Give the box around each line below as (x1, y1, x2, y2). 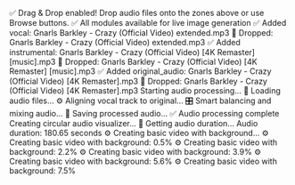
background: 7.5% (9, 165, 77, 176)
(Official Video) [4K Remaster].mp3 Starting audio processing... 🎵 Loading (9, 85, 281, 96)
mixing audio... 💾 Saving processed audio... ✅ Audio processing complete (9, 109, 280, 118)
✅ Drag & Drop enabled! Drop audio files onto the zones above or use (9, 8, 265, 18)
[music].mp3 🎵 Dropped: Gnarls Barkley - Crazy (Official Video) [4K (9, 57, 258, 67)
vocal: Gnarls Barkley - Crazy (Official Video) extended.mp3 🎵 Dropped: (9, 28, 274, 38)
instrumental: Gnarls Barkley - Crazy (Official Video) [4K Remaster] (9, 47, 256, 57)
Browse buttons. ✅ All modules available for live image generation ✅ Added (9, 18, 287, 28)
